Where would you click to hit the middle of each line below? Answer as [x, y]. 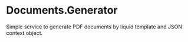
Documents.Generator [62, 10]
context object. [24, 33]
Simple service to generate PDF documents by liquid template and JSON [94, 27]
